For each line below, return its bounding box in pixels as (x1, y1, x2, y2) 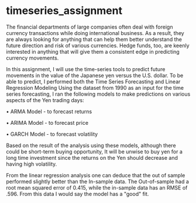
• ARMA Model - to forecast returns (6, 108, 92, 115)
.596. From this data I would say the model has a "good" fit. (6, 190, 149, 197)
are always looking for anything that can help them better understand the (6, 36, 183, 43)
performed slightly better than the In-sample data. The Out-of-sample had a (6, 178, 189, 185)
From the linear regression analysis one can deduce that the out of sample (6, 171, 185, 178)
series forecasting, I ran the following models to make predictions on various (6, 90, 191, 97)
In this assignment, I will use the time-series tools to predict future (6, 65, 166, 72)
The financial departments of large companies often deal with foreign (6, 23, 173, 30)
